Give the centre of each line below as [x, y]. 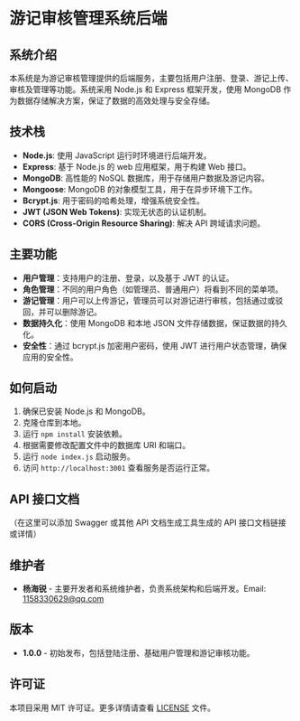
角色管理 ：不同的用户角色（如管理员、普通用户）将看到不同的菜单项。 [153, 289]
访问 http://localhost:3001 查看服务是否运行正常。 [118, 468]
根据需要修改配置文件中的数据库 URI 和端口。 [106, 445]
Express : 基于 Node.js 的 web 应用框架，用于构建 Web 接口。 [136, 166]
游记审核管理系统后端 [89, 19]
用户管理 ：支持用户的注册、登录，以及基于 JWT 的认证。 [128, 277]
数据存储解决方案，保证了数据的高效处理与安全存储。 [115, 101]
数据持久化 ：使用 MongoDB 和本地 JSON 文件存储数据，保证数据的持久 [155, 323]
